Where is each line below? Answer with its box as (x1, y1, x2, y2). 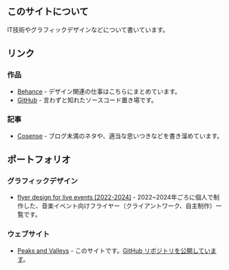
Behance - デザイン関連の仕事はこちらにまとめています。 (17, 87, 181, 95)
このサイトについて (7, 6, 89, 18)
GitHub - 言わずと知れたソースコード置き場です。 (17, 95, 157, 104)
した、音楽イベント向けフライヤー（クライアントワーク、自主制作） (23, 202, 216, 210)
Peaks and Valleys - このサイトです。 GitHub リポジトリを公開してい (17, 247, 211, 255)
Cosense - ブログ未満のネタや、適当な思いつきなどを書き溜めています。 (17, 131, 223, 139)
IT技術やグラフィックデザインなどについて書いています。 (7, 26, 169, 34)
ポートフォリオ (7, 154, 71, 166)
